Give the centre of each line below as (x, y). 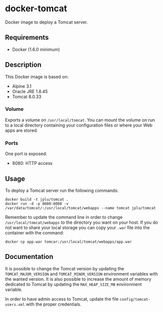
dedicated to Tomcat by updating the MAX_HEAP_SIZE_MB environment (73, 284)
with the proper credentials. (54, 304)
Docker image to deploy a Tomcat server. (46, 22)
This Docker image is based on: (37, 77)
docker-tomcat (36, 9)
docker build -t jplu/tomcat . (37, 199)
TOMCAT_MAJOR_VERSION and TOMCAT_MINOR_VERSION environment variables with (81, 274)
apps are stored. (21, 130)
